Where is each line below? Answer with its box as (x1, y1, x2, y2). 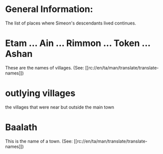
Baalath (5, 121, 37, 133)
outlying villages (5, 87, 76, 99)
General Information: (5, 3, 93, 15)
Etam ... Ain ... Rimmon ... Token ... (5, 37, 151, 49)
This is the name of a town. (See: (5, 138, 73, 144)
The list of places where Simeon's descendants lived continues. (5, 20, 136, 26)
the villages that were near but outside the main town (5, 104, 115, 110)
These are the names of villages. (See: (5, 64, 84, 70)
